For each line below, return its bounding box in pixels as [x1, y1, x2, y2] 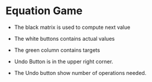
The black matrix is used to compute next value [14, 24, 131, 31]
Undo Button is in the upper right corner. [14, 58, 113, 65]
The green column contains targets [14, 46, 100, 54]
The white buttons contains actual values [14, 35, 115, 42]
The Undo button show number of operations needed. [14, 69, 147, 76]
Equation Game [5, 4, 83, 18]
